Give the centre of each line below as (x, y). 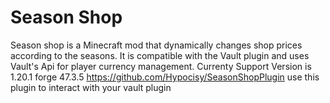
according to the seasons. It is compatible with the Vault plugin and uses (160, 55)
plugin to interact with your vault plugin (91, 87)
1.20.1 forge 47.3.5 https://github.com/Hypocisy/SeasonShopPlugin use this (165, 77)
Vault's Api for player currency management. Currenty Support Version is (161, 66)
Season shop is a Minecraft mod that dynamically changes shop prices (156, 45)
